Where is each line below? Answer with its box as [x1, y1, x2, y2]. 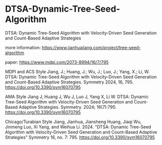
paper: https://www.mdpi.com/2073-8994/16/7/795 [5, 59, 109, 65]
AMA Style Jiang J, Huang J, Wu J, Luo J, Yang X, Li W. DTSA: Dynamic [5, 94, 149, 100]
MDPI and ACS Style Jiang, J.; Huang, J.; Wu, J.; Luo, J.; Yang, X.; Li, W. [5, 68, 150, 74]
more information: [5, 44, 41, 50]
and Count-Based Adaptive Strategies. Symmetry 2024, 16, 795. [5, 79, 134, 85]
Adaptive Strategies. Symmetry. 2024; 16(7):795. [19, 104, 117, 110]
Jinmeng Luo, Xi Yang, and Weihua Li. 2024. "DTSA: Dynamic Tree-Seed [5, 124, 151, 130]
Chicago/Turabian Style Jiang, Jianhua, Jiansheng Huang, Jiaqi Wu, [5, 119, 142, 124]
